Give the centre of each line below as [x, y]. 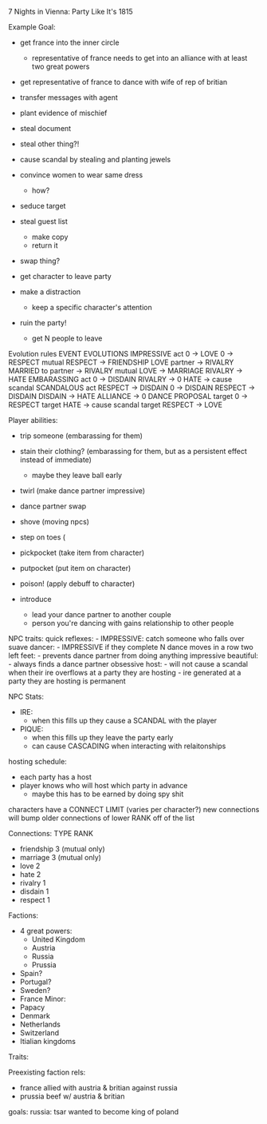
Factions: [23, 915]
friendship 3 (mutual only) [62, 849]
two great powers [61, 66]
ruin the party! [43, 323]
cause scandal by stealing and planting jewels [95, 159]
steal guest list [43, 221]
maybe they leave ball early [77, 475]
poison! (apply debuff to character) [77, 584]
